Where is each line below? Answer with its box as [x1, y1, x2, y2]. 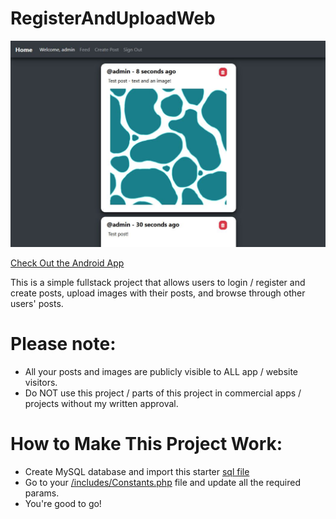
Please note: [10, 333, 117, 356]
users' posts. [10, 298, 64, 310]
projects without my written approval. [24, 398, 179, 410]
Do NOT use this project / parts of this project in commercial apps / [24, 387, 302, 399]
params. [24, 487, 60, 499]
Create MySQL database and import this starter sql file [24, 466, 250, 478]
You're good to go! [24, 498, 102, 510]
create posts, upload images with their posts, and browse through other [10, 287, 306, 299]
